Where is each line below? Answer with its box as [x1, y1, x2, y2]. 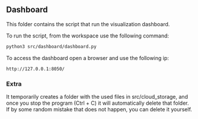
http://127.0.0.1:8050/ [6, 65, 65, 72]
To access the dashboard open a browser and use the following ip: [6, 54, 169, 61]
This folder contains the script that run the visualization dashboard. [6, 20, 170, 27]
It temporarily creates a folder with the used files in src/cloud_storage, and [6, 93, 189, 100]
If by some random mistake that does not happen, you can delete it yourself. [6, 105, 193, 112]
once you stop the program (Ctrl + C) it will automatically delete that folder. [6, 99, 189, 107]
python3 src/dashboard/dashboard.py [6, 43, 97, 49]
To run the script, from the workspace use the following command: [6, 32, 170, 39]
